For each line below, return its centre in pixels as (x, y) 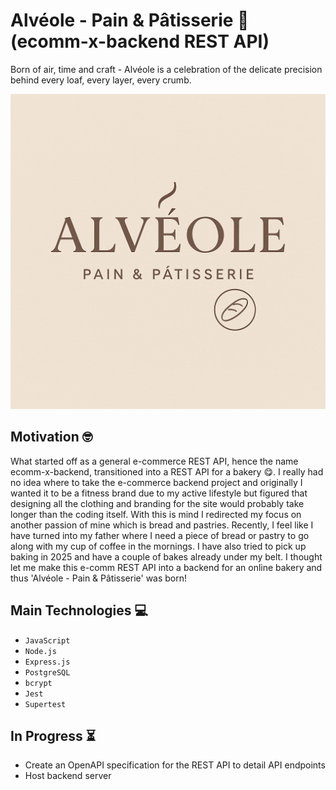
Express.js (47, 662)
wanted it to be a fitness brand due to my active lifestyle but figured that (159, 493)
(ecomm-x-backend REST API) (140, 41)
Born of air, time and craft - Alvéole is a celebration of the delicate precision (166, 69)
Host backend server (68, 776)
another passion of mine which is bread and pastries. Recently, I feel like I (162, 525)
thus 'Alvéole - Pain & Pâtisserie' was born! (99, 578)
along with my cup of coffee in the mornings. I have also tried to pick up (158, 546)
